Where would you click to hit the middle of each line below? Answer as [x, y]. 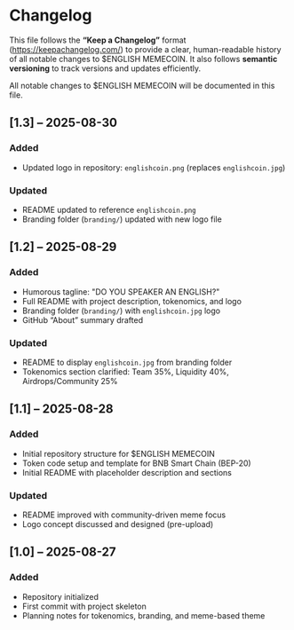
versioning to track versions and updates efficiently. [105, 68]
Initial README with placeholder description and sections [127, 472]
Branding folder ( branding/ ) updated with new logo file [122, 219]
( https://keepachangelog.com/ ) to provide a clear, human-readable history [145, 49]
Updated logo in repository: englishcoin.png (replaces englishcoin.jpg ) [154, 167]
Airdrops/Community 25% [70, 381]
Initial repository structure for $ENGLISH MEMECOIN [119, 453]
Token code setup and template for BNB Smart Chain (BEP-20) [136, 463]
